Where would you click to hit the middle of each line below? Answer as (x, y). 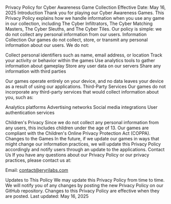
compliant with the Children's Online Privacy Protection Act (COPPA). (78, 133)
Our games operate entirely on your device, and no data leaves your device (84, 81)
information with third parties (36, 71)
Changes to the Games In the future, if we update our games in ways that (82, 139)
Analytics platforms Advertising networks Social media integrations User (81, 107)
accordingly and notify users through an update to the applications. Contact (85, 149)
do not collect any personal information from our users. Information (76, 34)
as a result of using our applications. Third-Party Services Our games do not (86, 86)
